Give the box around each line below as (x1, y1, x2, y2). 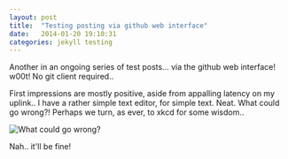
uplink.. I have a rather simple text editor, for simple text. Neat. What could (9, 98, 280, 109)
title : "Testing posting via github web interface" (9, 21, 208, 30)
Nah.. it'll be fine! (9, 141, 72, 152)
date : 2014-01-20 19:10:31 (9, 29, 117, 38)
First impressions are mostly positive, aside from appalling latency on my (9, 88, 276, 99)
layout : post (9, 12, 58, 22)
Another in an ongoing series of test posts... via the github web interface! (9, 62, 276, 72)
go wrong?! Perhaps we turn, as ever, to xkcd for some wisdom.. (9, 107, 245, 117)
